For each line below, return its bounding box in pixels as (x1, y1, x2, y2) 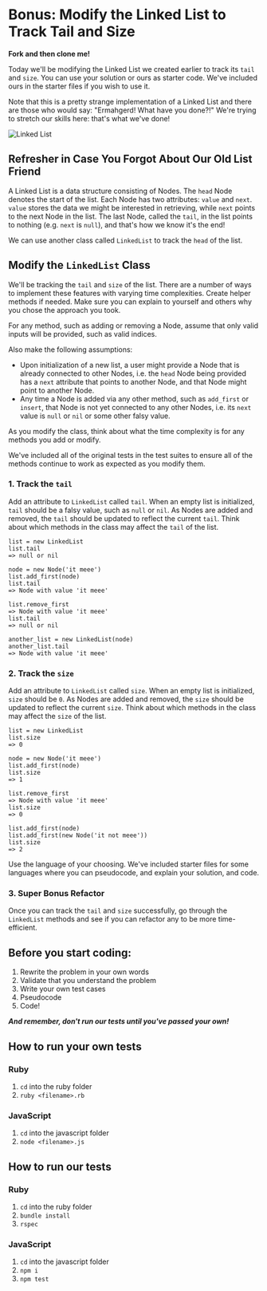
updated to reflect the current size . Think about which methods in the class (8, 703, 257, 713)
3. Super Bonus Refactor (8, 888, 105, 899)
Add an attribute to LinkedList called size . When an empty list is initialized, (8, 686, 255, 696)
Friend (8, 165, 41, 179)
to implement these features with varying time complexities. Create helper (8, 288, 251, 298)
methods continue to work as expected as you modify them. (8, 459, 206, 468)
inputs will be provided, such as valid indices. (8, 329, 158, 338)
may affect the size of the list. (8, 712, 107, 721)
